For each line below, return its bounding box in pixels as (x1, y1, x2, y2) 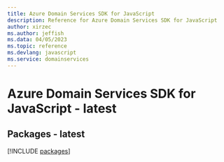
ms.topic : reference (7, 43, 68, 50)
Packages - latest (7, 128, 85, 140)
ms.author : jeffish (7, 29, 64, 37)
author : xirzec (7, 23, 52, 30)
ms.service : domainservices (7, 56, 90, 63)
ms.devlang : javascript (7, 50, 77, 57)
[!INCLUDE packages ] (7, 147, 71, 155)
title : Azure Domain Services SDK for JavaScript (7, 10, 155, 17)
